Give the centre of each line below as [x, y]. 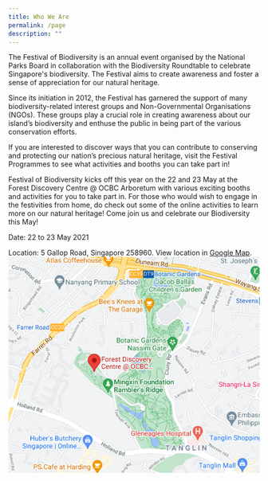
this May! [23, 222]
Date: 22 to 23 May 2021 [49, 237]
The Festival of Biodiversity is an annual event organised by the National [127, 57]
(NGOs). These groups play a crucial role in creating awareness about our [130, 115]
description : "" [35, 33]
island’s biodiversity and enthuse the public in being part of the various [125, 123]
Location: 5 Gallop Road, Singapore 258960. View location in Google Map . [130, 253]
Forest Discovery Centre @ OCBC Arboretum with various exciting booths [129, 188]
